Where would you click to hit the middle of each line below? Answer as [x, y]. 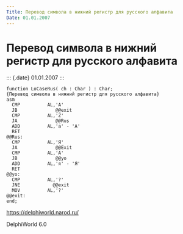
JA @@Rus [41, 121]
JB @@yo [39, 159]
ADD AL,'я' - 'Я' [46, 164]
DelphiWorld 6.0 [27, 224]
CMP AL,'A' [38, 105]
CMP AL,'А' [38, 153]
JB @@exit [42, 111]
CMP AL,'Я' [38, 142]
